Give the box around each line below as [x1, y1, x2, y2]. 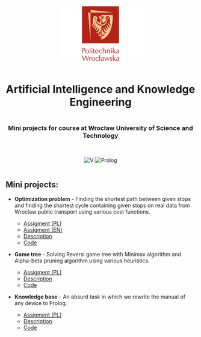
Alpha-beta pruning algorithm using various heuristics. [14, 257, 150, 264]
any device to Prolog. [14, 300, 67, 307]
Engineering [69, 96, 132, 109]
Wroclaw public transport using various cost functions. [14, 208, 151, 215]
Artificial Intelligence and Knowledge [5, 82, 196, 96]
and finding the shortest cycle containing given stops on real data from [14, 202, 190, 209]
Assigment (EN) [23, 226, 63, 233]
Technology [82, 131, 119, 140]
